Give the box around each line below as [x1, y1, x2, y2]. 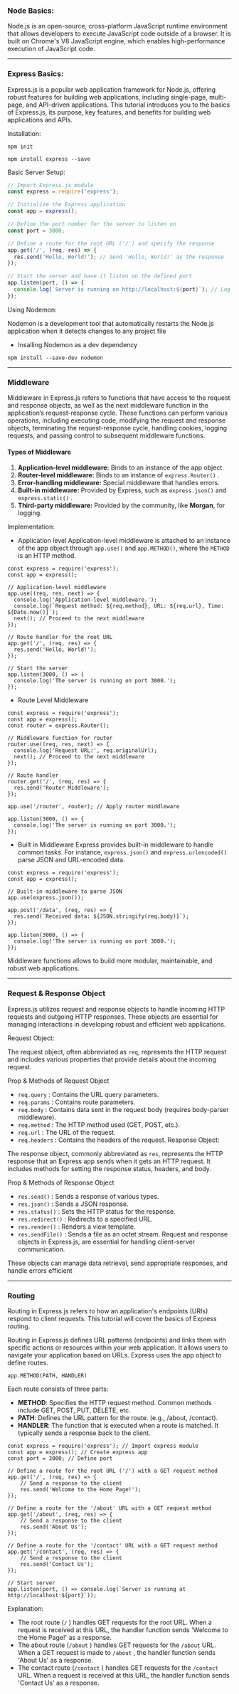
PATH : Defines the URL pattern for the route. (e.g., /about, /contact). [17, 1413, 218, 1422]
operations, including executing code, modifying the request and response [7, 416, 226, 425]
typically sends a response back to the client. [17, 1429, 151, 1437]
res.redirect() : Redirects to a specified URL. [17, 1214, 153, 1223]
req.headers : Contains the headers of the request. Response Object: [17, 1135, 220, 1144]
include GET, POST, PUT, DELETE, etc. [17, 1406, 132, 1414]
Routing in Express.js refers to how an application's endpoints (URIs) [7, 1306, 208, 1315]
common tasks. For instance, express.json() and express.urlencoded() [17, 848, 228, 857]
